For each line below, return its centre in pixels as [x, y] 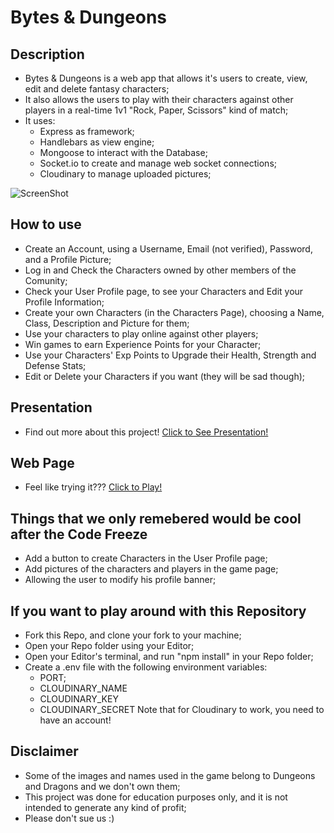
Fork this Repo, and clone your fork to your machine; [133, 635]
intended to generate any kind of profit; [105, 807]
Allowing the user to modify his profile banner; [120, 580]
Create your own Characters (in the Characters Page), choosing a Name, [174, 312]
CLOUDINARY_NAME [83, 688]
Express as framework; [87, 131]
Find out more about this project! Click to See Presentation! [146, 432]
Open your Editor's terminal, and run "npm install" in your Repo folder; [169, 657]
